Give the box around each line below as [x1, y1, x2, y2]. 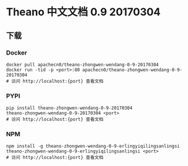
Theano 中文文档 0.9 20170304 [6, 5, 161, 19]
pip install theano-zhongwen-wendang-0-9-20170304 [6, 105, 133, 111]
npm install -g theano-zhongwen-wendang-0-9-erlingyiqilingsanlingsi [6, 143, 180, 150]
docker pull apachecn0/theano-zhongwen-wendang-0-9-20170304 [6, 62, 159, 67]
